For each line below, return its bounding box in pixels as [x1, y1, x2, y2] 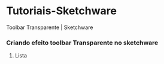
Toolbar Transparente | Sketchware [6, 24, 93, 31]
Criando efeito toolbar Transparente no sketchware [6, 39, 159, 47]
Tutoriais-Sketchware [6, 4, 117, 18]
